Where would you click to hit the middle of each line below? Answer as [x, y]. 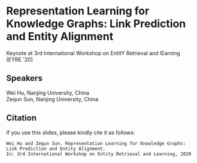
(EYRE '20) [20, 59]
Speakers [25, 78]
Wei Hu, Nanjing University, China [48, 93]
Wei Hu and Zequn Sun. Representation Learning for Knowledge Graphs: [96, 143]
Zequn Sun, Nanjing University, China [52, 99]
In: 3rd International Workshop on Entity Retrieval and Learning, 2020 [99, 154]
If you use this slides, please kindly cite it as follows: [71, 132]
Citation [22, 118]
